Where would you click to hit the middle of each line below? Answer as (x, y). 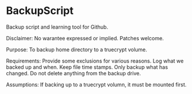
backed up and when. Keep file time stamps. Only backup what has (87, 67)
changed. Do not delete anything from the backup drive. (74, 73)
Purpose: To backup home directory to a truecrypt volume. (77, 49)
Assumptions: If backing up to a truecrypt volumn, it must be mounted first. (96, 84)
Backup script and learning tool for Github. (57, 27)
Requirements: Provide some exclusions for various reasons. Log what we (95, 61)
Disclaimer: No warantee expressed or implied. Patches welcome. (85, 38)
